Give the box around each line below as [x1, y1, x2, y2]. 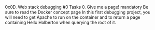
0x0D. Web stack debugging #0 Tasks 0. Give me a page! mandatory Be [5, 4, 149, 10]
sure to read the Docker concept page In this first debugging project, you [5, 9, 151, 15]
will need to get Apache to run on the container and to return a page [5, 15, 141, 20]
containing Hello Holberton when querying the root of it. [5, 19, 116, 25]
